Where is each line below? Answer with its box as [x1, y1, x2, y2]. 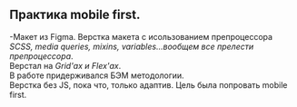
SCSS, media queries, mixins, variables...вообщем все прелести [9, 41, 254, 52]
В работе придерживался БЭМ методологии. [9, 70, 184, 81]
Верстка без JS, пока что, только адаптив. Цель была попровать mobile [9, 79, 288, 90]
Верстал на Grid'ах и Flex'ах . [9, 60, 122, 71]
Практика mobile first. [9, 7, 141, 23]
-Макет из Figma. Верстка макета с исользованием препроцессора [9, 31, 273, 42]
